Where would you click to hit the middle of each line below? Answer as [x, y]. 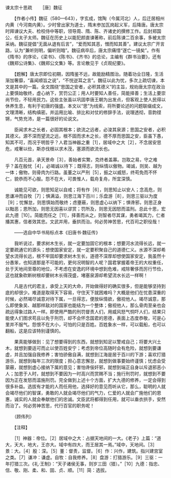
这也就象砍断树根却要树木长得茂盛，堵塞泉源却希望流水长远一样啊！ [77, 275]
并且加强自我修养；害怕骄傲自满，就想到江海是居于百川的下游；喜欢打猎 [90, 355]
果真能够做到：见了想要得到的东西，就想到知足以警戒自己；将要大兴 [85, 342]
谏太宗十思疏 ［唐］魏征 [34, 7]
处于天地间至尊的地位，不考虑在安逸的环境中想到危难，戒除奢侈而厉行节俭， [85, 269]
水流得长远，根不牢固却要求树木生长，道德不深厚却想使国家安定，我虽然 [85, 256]
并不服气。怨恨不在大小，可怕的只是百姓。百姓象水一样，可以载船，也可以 [88, 324]
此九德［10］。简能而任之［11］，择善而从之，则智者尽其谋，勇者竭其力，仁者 [85, 215]
